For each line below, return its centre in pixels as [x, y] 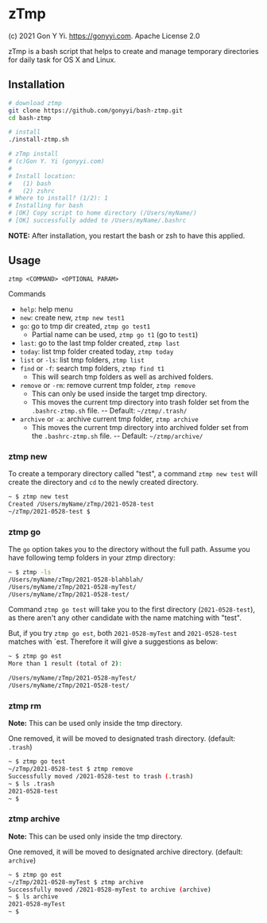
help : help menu [46, 309]
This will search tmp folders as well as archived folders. [122, 376]
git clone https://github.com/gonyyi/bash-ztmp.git [95, 111]
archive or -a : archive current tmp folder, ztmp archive [109, 419]
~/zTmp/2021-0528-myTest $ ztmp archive [76, 882]
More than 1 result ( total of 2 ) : [66, 664]
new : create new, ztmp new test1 [72, 317]
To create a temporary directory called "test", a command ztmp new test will [133, 473]
